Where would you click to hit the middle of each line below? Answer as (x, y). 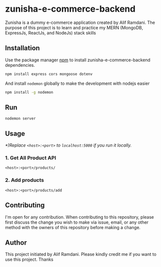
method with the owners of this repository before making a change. (73, 227)
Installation (22, 48)
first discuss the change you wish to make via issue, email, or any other (77, 222)
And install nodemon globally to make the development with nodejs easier (77, 83)
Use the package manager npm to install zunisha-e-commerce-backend (78, 60)
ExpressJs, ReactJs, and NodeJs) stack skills (50, 33)
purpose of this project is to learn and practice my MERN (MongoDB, (74, 27)
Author (16, 242)
